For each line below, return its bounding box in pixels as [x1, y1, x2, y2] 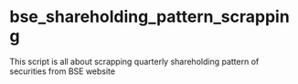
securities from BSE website [9, 66, 116, 77]
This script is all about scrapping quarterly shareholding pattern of [9, 56, 260, 67]
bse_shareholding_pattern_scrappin [9, 6, 290, 27]
